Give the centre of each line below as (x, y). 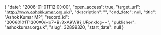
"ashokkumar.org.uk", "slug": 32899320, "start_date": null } (64, 27)
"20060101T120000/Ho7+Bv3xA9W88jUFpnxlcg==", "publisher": (70, 22)
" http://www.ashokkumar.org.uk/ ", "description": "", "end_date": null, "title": (80, 12)
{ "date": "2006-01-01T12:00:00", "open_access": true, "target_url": (72, 7)
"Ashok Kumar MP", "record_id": (37, 17)
